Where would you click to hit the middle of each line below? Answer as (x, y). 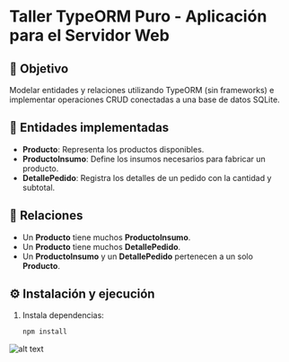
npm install (44, 332)
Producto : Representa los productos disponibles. (113, 149)
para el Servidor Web (90, 35)
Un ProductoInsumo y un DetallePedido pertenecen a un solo (138, 256)
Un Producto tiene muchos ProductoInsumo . (106, 237)
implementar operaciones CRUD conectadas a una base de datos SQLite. (144, 99)
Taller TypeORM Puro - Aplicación (138, 17)
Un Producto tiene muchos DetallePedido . (101, 246)
